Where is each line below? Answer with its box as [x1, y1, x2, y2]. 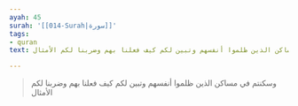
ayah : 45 [9, 12, 42, 22]
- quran [9, 37, 38, 47]
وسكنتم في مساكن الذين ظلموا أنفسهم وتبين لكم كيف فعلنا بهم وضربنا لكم [30, 78, 277, 88]
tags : [9, 29, 29, 38]
